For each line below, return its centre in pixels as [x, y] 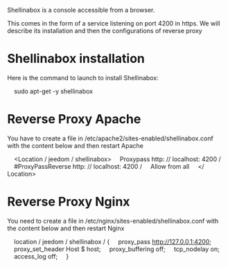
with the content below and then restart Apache [75, 145]
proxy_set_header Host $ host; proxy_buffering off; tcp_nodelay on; [116, 249]
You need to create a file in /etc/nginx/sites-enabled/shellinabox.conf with [113, 221]
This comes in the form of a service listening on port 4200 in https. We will [114, 23]
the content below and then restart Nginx [66, 228]
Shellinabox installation [76, 59]
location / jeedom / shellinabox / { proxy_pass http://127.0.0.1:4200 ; [113, 241]
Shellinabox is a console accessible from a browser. [81, 10]
